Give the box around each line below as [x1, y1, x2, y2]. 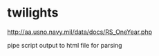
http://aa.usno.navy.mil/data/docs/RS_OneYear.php [7, 28, 153, 36]
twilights [7, 5, 59, 21]
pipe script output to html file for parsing [7, 41, 122, 49]
